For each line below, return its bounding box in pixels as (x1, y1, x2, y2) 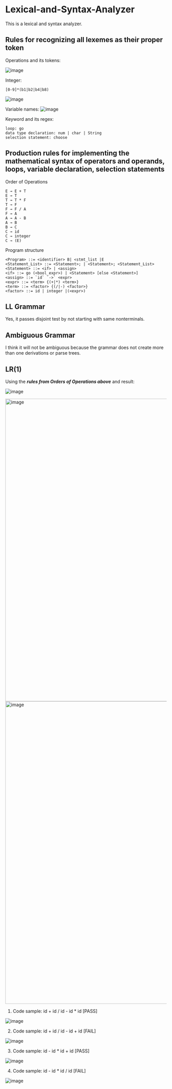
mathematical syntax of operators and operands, (5, 157, 165, 165)
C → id (5, 229, 19, 234)
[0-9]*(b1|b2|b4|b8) (5, 87, 50, 92)
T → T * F (5, 197, 27, 202)
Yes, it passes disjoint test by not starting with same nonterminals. (5, 316, 145, 322)
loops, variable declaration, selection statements (5, 165, 165, 174)
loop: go (5, 126, 24, 131)
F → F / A (5, 207, 27, 212)
